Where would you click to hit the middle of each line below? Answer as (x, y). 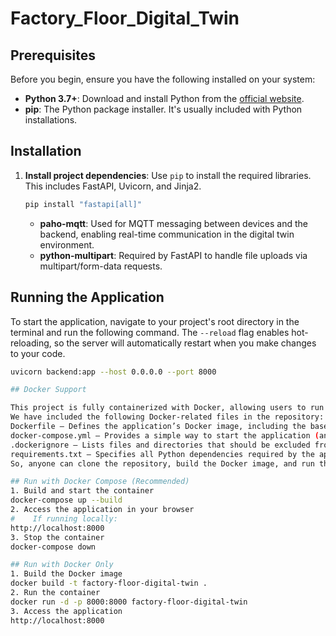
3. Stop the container (57, 537)
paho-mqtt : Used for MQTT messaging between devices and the (173, 223)
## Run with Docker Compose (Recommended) (100, 482)
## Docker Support (48, 390)
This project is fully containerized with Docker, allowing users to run (167, 408)
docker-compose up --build (66, 500)
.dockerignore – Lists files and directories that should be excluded (160, 445)
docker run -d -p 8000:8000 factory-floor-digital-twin (129, 602)
